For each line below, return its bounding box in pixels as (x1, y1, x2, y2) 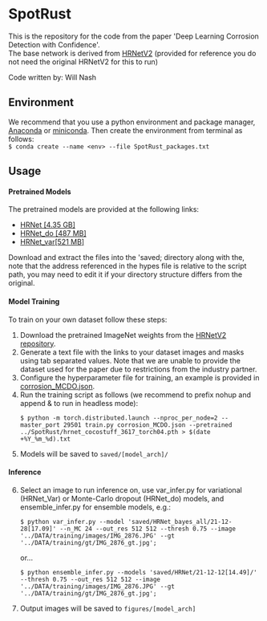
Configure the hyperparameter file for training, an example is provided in (19, 372, 260, 382)
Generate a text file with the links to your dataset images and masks (19, 347, 245, 357)
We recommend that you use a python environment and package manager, (8, 117, 256, 127)
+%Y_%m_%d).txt (19, 435, 71, 443)
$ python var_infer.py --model (19, 517, 125, 526)
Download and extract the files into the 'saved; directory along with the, (8, 253, 245, 262)
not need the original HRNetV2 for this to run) (8, 57, 159, 67)
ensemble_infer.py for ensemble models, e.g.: (19, 502, 171, 512)
